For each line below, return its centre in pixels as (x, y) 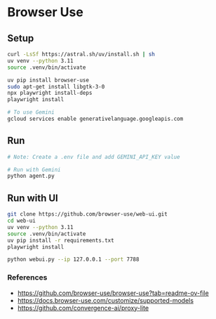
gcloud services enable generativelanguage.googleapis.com (95, 119)
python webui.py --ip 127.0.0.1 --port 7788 (73, 260)
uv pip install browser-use (48, 80)
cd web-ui (22, 221)
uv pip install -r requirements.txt (61, 240)
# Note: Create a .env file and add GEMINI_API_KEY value (94, 157)
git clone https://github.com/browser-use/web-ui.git (88, 214)
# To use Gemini (31, 112)
